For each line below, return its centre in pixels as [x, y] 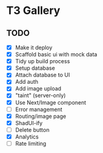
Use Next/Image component [51, 102]
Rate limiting [31, 143]
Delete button [32, 130]
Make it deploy [34, 47]
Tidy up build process [42, 61]
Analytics [27, 137]
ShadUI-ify [29, 123]
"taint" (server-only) [40, 95]
